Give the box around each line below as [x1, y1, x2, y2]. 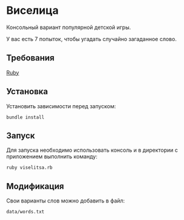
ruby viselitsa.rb [6, 164, 53, 171]
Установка [6, 86, 48, 97]
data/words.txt [6, 209, 45, 215]
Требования [6, 53, 54, 63]
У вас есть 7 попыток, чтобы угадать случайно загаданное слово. [6, 35, 177, 42]
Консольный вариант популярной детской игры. [6, 24, 131, 31]
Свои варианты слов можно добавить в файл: [6, 197, 125, 204]
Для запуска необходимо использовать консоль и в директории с [6, 146, 179, 154]
